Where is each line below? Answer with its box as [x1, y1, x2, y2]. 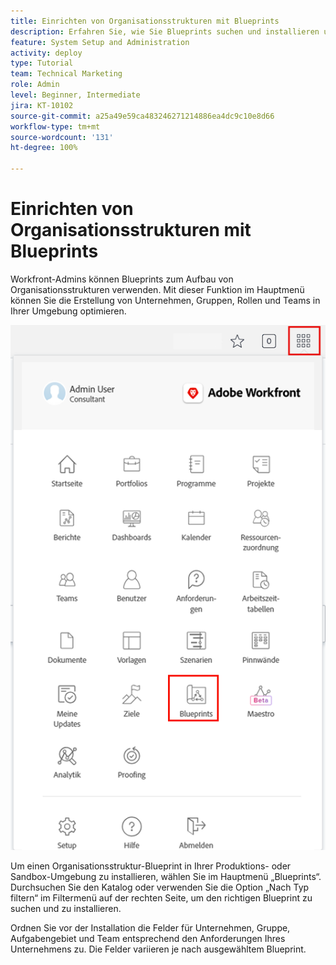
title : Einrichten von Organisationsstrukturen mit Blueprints [10, 16, 280, 26]
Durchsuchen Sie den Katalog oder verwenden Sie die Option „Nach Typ [10, 881, 310, 893]
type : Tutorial [10, 58, 74, 69]
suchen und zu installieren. [10, 902, 122, 914]
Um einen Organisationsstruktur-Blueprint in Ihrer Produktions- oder [10, 860, 292, 872]
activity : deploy [10, 48, 83, 58]
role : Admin [10, 80, 60, 90]
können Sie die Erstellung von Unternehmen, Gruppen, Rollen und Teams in [10, 294, 321, 306]
